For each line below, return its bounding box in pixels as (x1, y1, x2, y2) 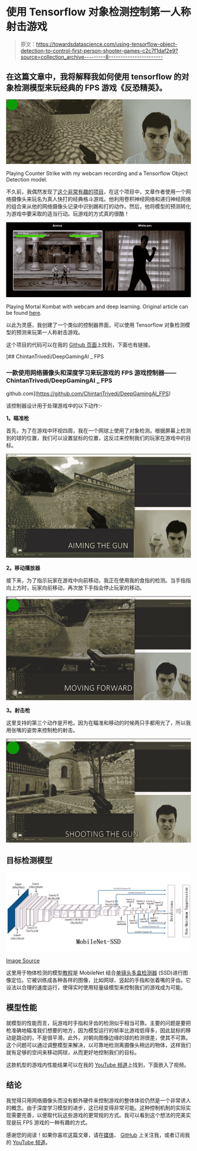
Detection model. (6, 176, 48, 183)
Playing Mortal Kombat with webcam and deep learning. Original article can (6, 303, 189, 310)
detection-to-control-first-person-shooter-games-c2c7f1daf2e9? (20, 47, 178, 54)
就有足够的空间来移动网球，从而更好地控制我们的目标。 (6, 1049, 140, 1056)
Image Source (6, 957, 40, 964)
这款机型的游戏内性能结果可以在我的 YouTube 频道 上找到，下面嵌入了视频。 (6, 1061, 189, 1068)
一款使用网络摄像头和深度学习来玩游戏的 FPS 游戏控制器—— (6, 369, 177, 377)
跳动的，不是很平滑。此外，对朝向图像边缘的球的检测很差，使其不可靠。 (16, 1034, 191, 1041)
